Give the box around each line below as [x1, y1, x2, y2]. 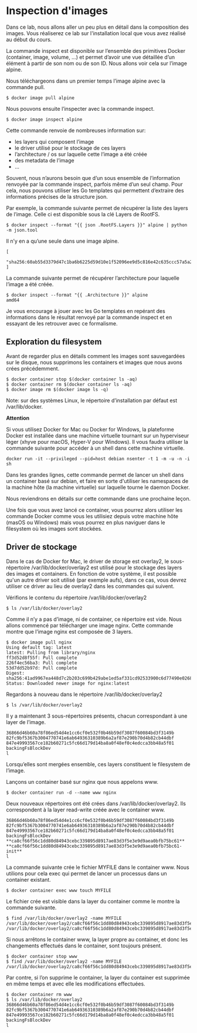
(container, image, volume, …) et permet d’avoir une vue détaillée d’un [6, 53, 175, 60]
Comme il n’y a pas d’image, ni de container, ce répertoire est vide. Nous [6, 616, 182, 623]
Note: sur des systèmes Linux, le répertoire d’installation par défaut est [6, 397, 178, 404]
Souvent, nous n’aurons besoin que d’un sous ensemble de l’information [6, 174, 181, 181]
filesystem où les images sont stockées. [6, 525, 103, 532]
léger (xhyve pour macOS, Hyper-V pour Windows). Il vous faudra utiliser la [6, 438, 189, 445]
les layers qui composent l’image [14, 138, 94, 145]
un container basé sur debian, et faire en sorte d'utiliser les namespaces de [6, 477, 189, 484]
